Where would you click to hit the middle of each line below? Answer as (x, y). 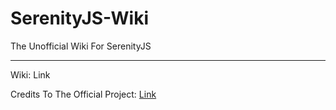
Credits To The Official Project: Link (83, 94)
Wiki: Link (30, 74)
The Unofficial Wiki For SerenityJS (81, 46)
